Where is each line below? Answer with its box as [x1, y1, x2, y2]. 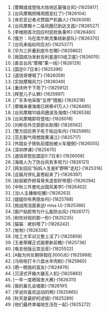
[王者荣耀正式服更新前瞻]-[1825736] [12, 240, 86, 245]
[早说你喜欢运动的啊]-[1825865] [12, 289, 78, 295]
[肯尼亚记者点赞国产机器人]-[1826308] [12, 17, 91, 22]
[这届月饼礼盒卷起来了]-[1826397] [12, 171, 82, 177]
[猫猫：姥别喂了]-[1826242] [12, 221, 70, 227]
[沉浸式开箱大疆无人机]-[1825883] [12, 270, 82, 276]
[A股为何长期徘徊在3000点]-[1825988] [12, 252, 92, 258]
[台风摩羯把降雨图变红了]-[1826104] [12, 10, 86, 16]
